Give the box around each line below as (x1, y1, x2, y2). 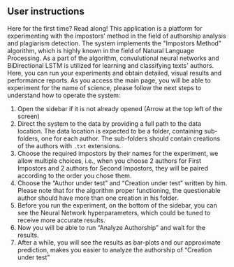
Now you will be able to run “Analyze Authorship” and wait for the (17, 223, 206, 231)
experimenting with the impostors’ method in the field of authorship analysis (7, 31, 226, 40)
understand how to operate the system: (7, 91, 121, 99)
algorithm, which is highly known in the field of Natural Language (7, 46, 194, 55)
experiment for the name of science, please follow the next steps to (7, 83, 202, 92)
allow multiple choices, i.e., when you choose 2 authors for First (17, 157, 201, 165)
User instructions (7, 6, 85, 17)
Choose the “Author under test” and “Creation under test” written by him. (17, 178, 228, 187)
